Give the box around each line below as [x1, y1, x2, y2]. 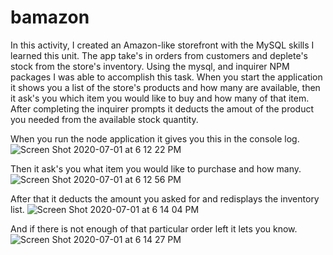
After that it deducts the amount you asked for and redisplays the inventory [10, 192, 320, 205]
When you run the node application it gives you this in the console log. [10, 132, 300, 145]
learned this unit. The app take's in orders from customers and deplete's [10, 49, 308, 61]
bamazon [10, 6, 90, 29]
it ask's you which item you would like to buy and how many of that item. [10, 92, 310, 104]
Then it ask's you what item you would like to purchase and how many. [10, 162, 302, 175]
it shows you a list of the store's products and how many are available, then [10, 81, 321, 93]
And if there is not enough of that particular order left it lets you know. [10, 222, 298, 235]
